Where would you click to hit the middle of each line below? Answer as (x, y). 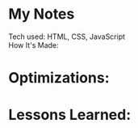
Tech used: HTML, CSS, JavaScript (67, 36)
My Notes (42, 14)
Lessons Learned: (70, 115)
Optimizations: (59, 78)
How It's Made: (33, 45)
